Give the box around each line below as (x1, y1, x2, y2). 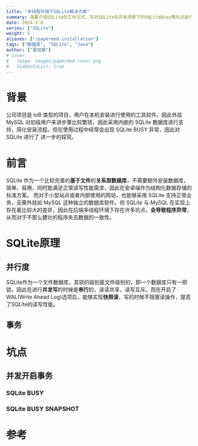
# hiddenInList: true (6, 63, 65, 70)
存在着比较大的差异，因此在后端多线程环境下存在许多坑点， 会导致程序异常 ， (6, 206, 192, 214)
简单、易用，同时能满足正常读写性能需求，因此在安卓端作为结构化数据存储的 (6, 184, 192, 192)
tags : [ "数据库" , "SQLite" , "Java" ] (6, 42, 94, 48)
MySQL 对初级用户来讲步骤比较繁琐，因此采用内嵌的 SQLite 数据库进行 (6, 119, 179, 126)
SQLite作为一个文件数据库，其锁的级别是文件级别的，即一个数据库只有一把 (6, 278, 187, 286)
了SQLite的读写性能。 (6, 301, 59, 308)
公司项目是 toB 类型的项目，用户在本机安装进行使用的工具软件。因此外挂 (6, 112, 183, 119)
